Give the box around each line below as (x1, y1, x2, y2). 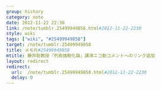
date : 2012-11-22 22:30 (6, 20, 65, 25)
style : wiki (6, 31, 36, 37)
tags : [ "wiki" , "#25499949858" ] (6, 36, 86, 42)
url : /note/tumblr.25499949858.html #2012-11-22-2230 (11, 69, 147, 75)
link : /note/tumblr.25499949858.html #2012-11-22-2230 (6, 25, 142, 31)
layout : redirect (6, 58, 49, 64)
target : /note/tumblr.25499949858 (6, 42, 92, 48)
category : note (6, 14, 44, 20)
